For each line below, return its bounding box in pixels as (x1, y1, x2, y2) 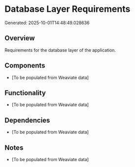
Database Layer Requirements (4, 3, 131, 15)
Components (4, 62, 45, 70)
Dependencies (4, 116, 50, 124)
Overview (4, 34, 35, 42)
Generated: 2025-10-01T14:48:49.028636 (4, 20, 90, 26)
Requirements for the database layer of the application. (4, 47, 116, 53)
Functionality (4, 89, 46, 97)
